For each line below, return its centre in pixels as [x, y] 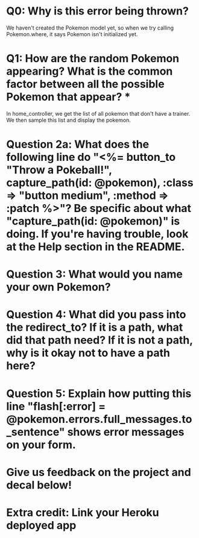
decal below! [39, 485]
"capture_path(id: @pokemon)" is [93, 221]
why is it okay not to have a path [88, 353]
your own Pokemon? [58, 287]
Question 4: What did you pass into [96, 315]
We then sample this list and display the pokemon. [69, 120]
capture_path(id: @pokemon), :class [100, 183]
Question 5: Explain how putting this [99, 393]
